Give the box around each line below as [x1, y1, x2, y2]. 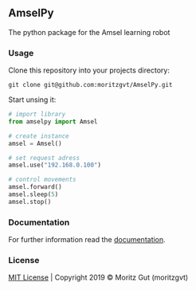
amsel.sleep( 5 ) [8, 190, 59, 198]
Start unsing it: [8, 95, 57, 104]
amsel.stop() [8, 198, 52, 206]
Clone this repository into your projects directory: [8, 65, 170, 75]
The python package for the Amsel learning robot [8, 27, 171, 37]
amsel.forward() [8, 183, 62, 191]
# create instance [8, 131, 69, 140]
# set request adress [8, 154, 80, 162]
